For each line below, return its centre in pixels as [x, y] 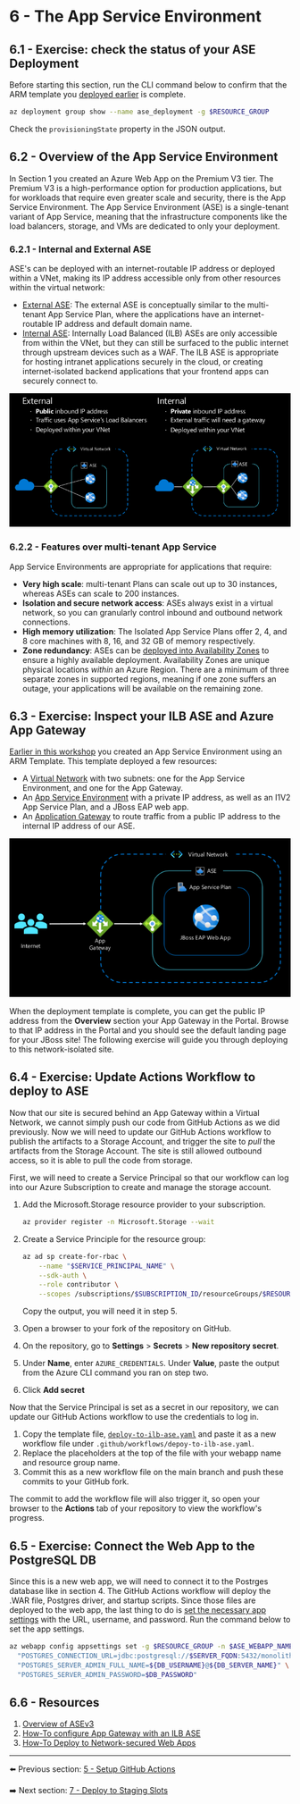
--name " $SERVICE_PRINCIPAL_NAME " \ [107, 1266]
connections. [46, 622]
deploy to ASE [49, 1091]
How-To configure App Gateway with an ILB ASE [111, 1733]
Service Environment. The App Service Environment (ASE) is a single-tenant [149, 206]
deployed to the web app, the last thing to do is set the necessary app [137, 1609]
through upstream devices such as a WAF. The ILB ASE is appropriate [150, 352]
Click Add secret [53, 1390]
